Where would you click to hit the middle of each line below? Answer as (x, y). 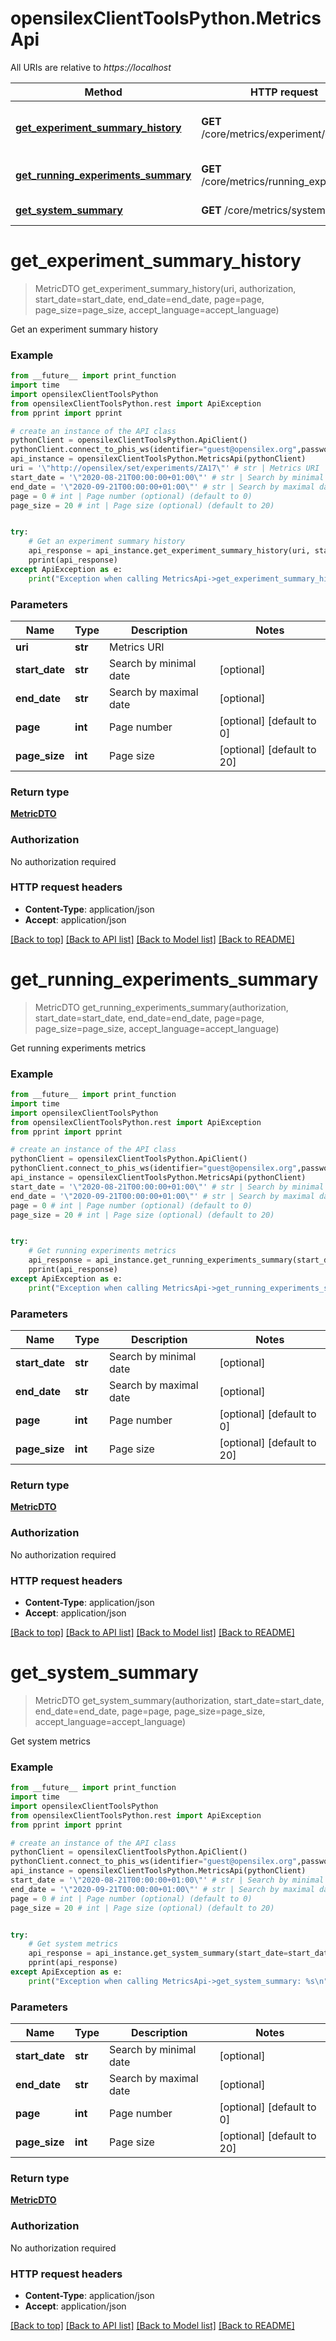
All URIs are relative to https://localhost (91, 67)
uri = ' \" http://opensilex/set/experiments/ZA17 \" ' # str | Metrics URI (165, 468)
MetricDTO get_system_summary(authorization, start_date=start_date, (179, 1700)
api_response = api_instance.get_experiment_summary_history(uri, (169, 551)
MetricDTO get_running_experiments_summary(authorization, (161, 1007)
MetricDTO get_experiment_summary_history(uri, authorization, (165, 288)
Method (103, 92)
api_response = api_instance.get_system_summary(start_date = (158, 1953)
